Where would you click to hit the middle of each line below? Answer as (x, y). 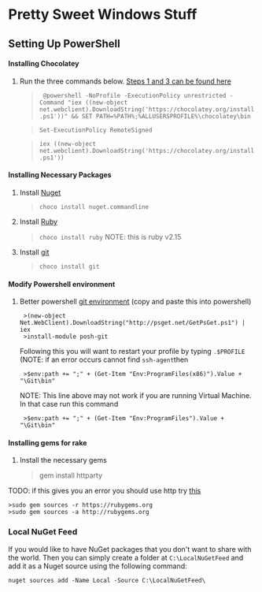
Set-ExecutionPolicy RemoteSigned (96, 130)
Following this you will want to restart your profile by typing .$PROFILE (132, 352)
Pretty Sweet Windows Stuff (103, 15)
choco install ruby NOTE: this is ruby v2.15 (110, 236)
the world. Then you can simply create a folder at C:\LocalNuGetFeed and (126, 557)
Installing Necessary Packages (60, 175)
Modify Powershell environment (62, 284)
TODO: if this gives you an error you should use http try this (105, 491)
